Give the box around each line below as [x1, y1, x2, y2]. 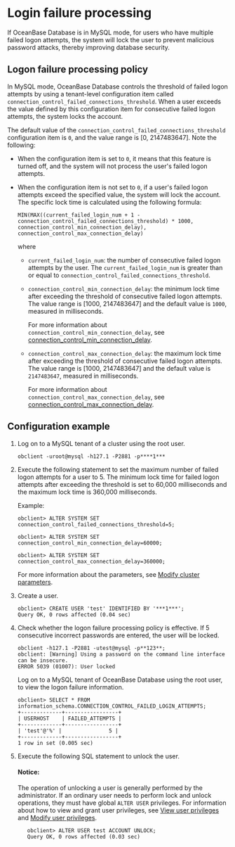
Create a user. [17, 591, 58, 599]
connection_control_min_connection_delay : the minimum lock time [27, 284, 220, 293]
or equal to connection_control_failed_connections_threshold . [27, 271, 210, 279]
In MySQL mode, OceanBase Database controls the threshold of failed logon [7, 82, 228, 91]
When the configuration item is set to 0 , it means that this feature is [17, 154, 212, 163]
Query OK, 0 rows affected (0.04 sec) [17, 611, 131, 618]
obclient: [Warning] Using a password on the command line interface [17, 651, 226, 658]
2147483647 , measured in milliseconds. [27, 371, 139, 380]
